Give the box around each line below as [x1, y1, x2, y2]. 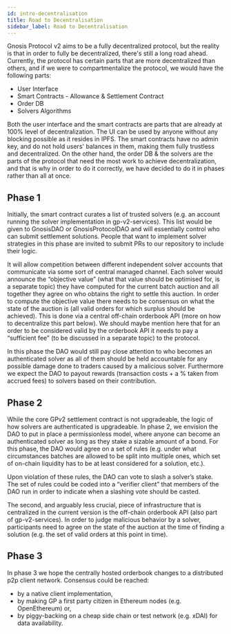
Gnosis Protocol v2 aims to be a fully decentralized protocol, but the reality [7, 42, 220, 51]
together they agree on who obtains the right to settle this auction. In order [7, 290, 219, 298]
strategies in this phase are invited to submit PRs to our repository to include [7, 239, 224, 248]
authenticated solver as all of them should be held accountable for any [7, 354, 208, 363]
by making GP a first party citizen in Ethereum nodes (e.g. [17, 597, 181, 605]
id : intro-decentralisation [7, 10, 88, 17]
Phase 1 [7, 192, 41, 203]
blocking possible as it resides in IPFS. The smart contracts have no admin [7, 135, 219, 143]
